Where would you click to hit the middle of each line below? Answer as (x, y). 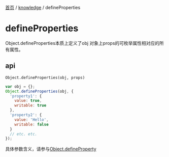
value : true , (28, 101)
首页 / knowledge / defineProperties (43, 7)
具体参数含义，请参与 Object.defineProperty (51, 149)
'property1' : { (26, 96)
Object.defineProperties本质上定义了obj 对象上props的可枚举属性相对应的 (82, 43)
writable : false (32, 124)
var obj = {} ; (20, 86)
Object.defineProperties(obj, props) (45, 77)
